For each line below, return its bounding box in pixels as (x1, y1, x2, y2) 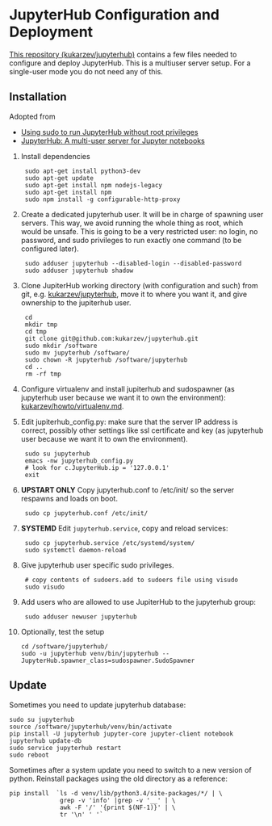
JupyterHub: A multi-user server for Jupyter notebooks (20, 136, 205, 145)
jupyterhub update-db (9, 736, 82, 744)
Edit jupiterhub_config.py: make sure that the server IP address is (20, 417, 238, 426)
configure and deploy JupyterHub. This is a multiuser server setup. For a (9, 58, 251, 68)
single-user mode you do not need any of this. (9, 66, 164, 76)
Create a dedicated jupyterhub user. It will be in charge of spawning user (20, 209, 264, 219)
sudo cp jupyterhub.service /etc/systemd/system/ (24, 539, 195, 547)
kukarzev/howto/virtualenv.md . (20, 401, 124, 411)
